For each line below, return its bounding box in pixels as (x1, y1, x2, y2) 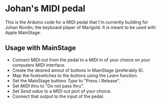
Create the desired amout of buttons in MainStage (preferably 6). (12, 67, 144, 73)
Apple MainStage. (5, 29, 41, 35)
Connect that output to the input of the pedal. (12, 93, 104, 99)
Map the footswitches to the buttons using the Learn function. (12, 72, 138, 78)
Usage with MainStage (5, 44, 76, 52)
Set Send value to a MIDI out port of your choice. (12, 88, 112, 94)
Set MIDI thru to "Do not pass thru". (12, 83, 85, 89)
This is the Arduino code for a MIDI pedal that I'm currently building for (5, 19, 149, 25)
